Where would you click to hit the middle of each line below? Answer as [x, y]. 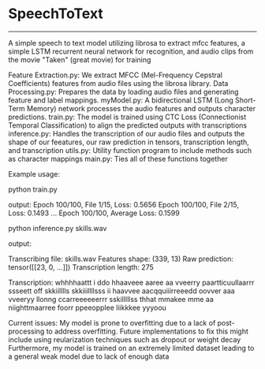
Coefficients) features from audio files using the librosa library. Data [118, 83]
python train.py [33, 189]
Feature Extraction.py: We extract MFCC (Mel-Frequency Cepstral [116, 75]
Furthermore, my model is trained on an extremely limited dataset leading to [131, 348]
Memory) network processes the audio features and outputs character [141, 108]
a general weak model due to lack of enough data [89, 356]
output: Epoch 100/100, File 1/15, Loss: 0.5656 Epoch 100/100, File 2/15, [123, 204]
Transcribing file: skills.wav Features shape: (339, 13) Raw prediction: [121, 259]
